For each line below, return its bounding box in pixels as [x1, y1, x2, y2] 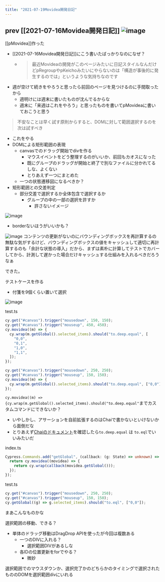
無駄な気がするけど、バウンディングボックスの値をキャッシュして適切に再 [5, 239, 155, 245]
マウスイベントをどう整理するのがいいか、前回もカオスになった [27, 154, 156, 160]
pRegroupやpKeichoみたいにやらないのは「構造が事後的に [36, 67, 155, 74]
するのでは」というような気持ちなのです [36, 74, 118, 79]
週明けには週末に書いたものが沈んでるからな [19, 96, 110, 102]
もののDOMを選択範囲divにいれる [5, 571, 74, 577]
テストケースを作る [5, 279, 44, 285]
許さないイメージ [34, 203, 69, 209]
